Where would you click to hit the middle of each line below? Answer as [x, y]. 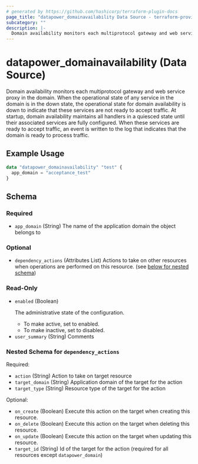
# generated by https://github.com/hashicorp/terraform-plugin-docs [92, 11]
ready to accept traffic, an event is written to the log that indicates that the [96, 129]
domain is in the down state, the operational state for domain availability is [96, 104]
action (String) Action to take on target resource [73, 376]
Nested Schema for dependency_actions [63, 352]
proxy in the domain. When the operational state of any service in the [90, 98]
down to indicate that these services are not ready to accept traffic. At [91, 110]
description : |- [26, 28]
